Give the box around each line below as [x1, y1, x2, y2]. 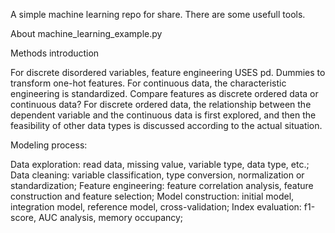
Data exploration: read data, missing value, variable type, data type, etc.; [10, 159, 310, 170]
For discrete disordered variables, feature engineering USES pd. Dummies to [10, 67, 326, 78]
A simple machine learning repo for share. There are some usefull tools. [10, 9, 306, 20]
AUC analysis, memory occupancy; [38, 212, 184, 223]
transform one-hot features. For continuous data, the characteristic [10, 77, 287, 89]
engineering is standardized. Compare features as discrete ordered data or [10, 88, 319, 99]
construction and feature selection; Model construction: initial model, [10, 190, 295, 202]
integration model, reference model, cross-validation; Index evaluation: [10, 201, 302, 213]
